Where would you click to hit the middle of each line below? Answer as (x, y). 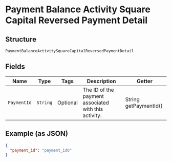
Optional (67, 103)
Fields (15, 67)
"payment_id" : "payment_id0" (41, 150)
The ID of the (98, 90)
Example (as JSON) (37, 134)
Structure (21, 39)
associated (96, 103)
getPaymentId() (144, 106)
